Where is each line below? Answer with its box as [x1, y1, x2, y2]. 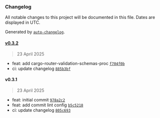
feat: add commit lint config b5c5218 [12, 102, 84, 108]
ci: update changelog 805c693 [12, 107, 71, 113]
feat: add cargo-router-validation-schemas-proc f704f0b [12, 60, 125, 66]
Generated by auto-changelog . [5, 29, 65, 35]
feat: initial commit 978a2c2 [12, 97, 65, 102]
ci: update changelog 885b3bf [12, 66, 71, 71]
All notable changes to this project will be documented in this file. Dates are [5, 15, 156, 20]
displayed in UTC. [5, 19, 41, 25]
